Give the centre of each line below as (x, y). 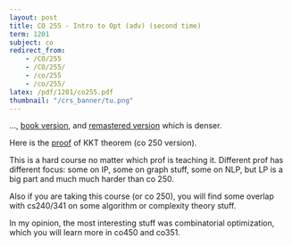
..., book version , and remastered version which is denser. (116, 126)
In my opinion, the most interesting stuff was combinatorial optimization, (142, 223)
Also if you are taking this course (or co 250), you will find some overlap (142, 196)
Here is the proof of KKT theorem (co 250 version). (103, 143)
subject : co (31, 42)
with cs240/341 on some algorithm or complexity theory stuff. (123, 206)
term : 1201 (29, 34)
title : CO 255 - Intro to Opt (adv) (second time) (105, 26)
